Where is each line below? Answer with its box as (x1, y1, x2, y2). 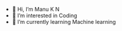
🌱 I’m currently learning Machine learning (12, 18, 116, 25)
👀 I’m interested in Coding (12, 12, 77, 19)
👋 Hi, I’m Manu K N (12, 6, 60, 13)
